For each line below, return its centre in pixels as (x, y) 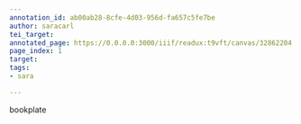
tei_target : (32, 34)
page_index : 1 (36, 51)
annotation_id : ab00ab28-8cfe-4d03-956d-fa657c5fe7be (113, 18)
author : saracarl (42, 26)
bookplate (28, 110)
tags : (19, 68)
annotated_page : (40, 43)
